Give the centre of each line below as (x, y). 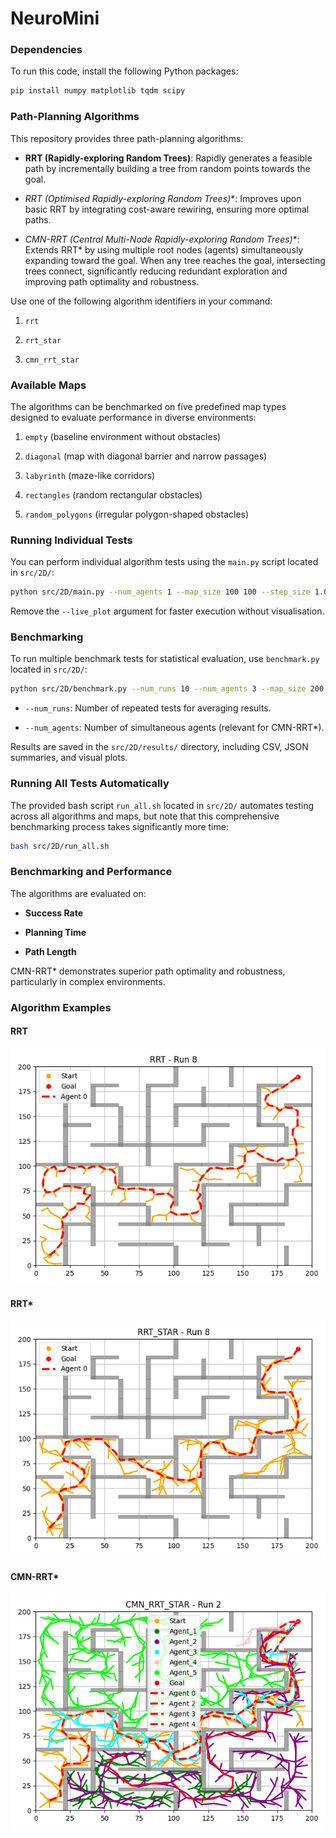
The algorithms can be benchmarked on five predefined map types (148, 406)
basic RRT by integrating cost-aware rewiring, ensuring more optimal (167, 209)
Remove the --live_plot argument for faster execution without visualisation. (167, 611)
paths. (38, 219)
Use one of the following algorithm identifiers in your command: (141, 301)
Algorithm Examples (61, 1007)
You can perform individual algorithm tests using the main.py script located (164, 562)
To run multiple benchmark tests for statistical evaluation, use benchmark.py (165, 659)
